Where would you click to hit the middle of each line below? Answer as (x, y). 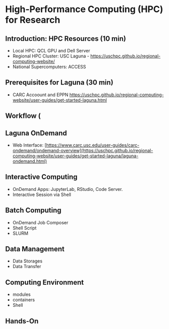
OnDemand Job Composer (40, 222)
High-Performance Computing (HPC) (84, 9)
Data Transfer (27, 267)
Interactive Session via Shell (42, 194)
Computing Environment (45, 282)
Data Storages (27, 261)
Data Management (35, 249)
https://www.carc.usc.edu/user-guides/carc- (93, 145)
